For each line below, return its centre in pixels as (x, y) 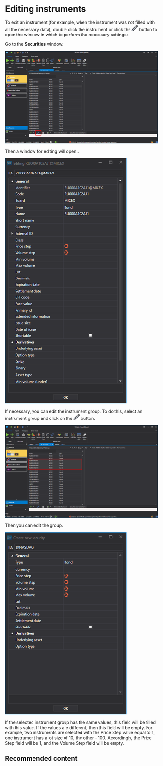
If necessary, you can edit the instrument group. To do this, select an (74, 411)
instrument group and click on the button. (50, 418)
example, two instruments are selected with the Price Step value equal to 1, (80, 733)
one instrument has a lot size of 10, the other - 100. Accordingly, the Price (78, 738)
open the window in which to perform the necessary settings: (66, 35)
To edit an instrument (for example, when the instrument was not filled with (80, 22)
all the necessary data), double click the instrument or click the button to (81, 29)
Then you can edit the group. (34, 525)
